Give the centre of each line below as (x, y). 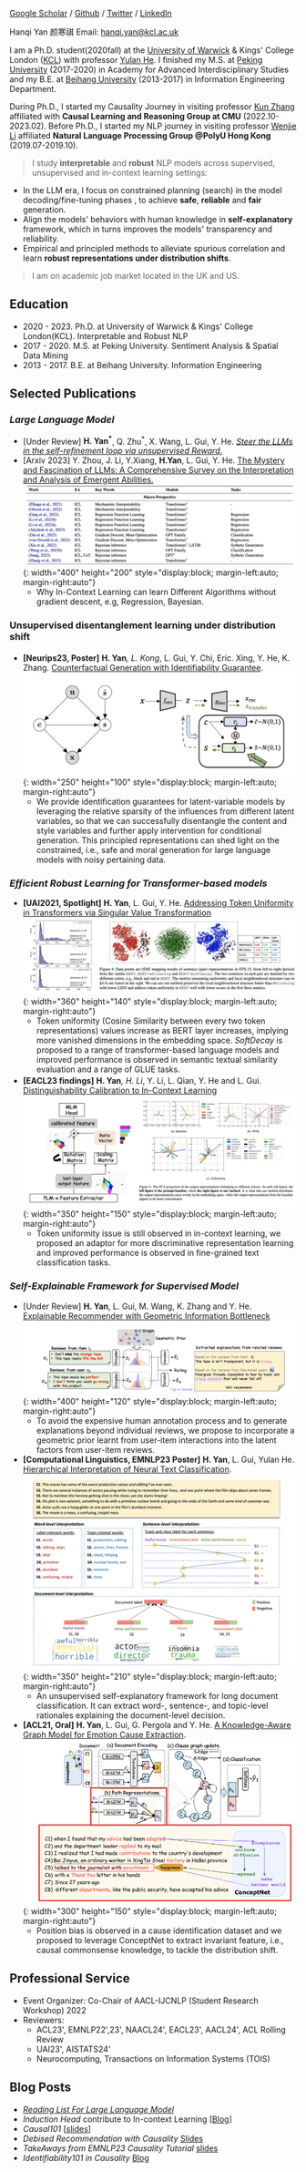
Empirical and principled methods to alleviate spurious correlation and (154, 248)
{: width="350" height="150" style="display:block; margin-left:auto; (149, 1214)
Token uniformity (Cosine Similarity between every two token (151, 1021)
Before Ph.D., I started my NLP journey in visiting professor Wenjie (173, 126)
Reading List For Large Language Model (98, 2109)
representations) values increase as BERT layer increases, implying (162, 1030)
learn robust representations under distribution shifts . (127, 258)
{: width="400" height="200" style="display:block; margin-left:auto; (151, 572)
